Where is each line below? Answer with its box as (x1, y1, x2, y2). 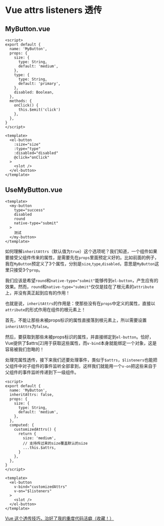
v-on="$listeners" (14, 488, 52, 494)
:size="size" (14, 142, 41, 147)
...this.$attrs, (23, 445, 56, 450)
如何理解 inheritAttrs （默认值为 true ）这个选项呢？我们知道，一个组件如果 (5, 248, 158, 254)
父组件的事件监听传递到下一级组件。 (5, 369, 79, 375)
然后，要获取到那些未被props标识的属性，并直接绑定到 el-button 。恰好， (5, 333, 154, 340)
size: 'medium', (23, 435, 56, 441)
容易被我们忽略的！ (5, 346, 44, 352)
